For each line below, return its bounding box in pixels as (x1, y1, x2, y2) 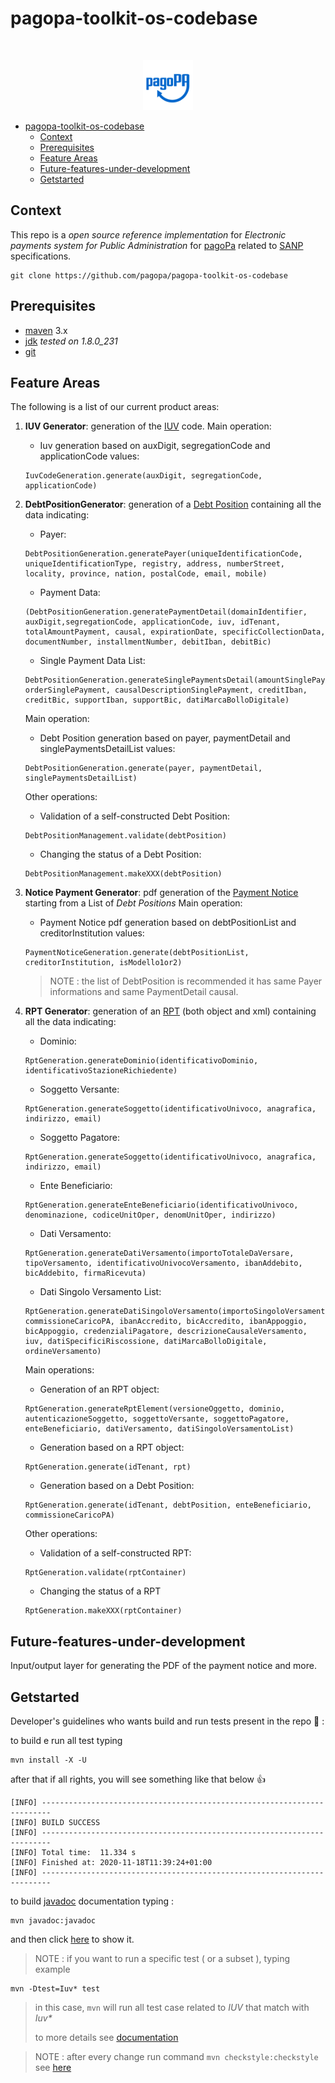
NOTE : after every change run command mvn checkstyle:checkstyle (34, 2051, 319, 2062)
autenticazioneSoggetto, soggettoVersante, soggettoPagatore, (24, 1414, 290, 1424)
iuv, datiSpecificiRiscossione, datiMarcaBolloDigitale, (24, 1337, 268, 1347)
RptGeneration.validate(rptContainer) (24, 1568, 187, 1578)
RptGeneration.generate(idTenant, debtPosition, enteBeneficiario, (24, 1500, 312, 1511)
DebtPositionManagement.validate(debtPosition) (24, 831, 227, 841)
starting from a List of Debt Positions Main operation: (24, 897, 243, 909)
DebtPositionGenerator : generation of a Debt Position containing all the (24, 498, 322, 511)
